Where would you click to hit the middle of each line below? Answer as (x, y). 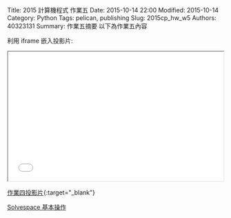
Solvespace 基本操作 (37, 207)
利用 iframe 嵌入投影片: (40, 41)
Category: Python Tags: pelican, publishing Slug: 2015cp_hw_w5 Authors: (112, 18)
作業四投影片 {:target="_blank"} (51, 192)
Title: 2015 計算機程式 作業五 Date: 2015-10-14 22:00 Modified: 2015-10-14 (113, 10)
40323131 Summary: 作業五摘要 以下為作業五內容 (77, 26)
